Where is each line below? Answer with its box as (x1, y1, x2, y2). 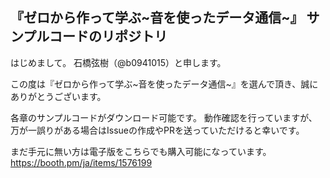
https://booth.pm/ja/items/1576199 (10, 156, 153, 168)
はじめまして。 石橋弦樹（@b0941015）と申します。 (10, 56, 227, 68)
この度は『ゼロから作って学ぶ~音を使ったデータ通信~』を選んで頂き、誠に (10, 78, 319, 90)
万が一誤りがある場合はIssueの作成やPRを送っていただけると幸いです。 (10, 124, 305, 136)
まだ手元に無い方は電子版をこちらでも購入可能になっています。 (10, 145, 272, 157)
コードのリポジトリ (48, 28, 168, 45)
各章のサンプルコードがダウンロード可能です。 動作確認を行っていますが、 (10, 111, 318, 123)
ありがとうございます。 (10, 90, 107, 102)
